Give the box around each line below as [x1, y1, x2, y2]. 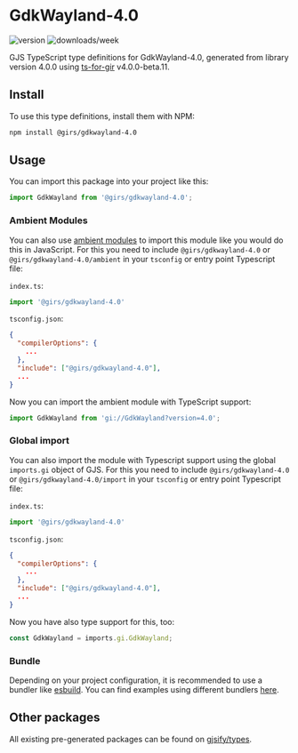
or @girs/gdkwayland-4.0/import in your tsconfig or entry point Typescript [9, 473, 282, 485]
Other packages [9, 710, 101, 725]
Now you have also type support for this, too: [9, 616, 175, 627]
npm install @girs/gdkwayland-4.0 [9, 128, 138, 137]
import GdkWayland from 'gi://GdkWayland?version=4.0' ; [9, 413, 221, 422]
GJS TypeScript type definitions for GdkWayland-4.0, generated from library [9, 52, 289, 62]
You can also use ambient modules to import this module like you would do [9, 235, 284, 245]
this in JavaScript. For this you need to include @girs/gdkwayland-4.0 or [9, 244, 271, 254]
